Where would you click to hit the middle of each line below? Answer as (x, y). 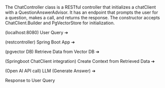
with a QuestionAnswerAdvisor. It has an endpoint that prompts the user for (82, 12)
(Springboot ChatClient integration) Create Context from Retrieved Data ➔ (80, 61)
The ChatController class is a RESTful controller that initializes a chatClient (81, 7)
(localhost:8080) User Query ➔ (37, 32)
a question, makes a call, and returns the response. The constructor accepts (82, 18)
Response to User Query (30, 80)
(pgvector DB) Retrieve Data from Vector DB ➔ (52, 52)
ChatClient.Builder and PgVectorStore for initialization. (60, 23)
